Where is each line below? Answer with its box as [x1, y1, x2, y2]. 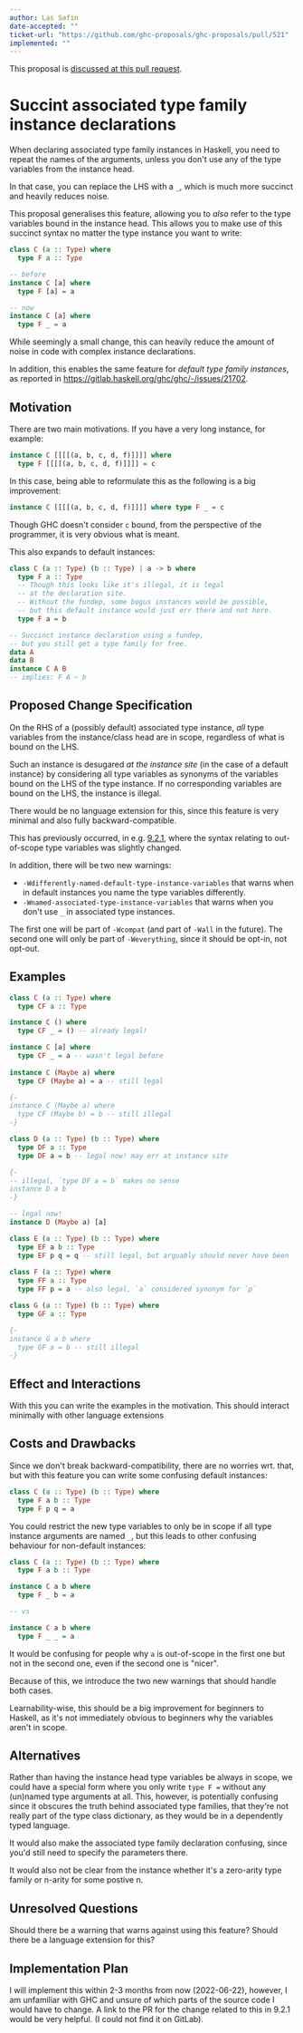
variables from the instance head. [9, 164, 135, 175]
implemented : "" [9, 38, 71, 48]
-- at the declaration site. [17, 589, 128, 598]
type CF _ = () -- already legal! [17, 1026, 147, 1036]
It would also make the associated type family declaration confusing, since [9, 1837, 288, 1849]
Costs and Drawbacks [9, 1436, 137, 1451]
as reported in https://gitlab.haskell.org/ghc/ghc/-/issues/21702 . [9, 373, 249, 384]
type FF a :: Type [17, 1276, 88, 1285]
